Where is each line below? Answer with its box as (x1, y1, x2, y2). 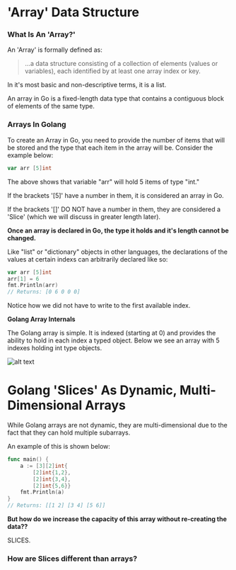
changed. (7, 233, 37, 242)
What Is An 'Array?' (7, 30, 76, 40)
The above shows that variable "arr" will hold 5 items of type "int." (7, 177, 200, 186)
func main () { (7, 456, 49, 463)
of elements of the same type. (7, 102, 95, 111)
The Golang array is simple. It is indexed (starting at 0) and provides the (7, 329, 216, 337)
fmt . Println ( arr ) (7, 281, 59, 289)
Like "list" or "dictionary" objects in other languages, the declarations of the (7, 247, 228, 256)
